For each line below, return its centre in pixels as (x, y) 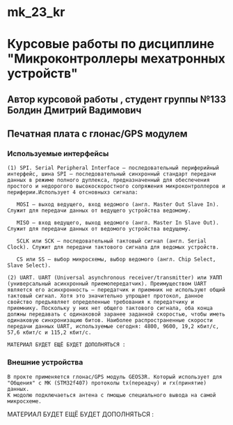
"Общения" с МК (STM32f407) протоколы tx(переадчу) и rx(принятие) (107, 383)
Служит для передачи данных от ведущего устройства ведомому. (99, 211)
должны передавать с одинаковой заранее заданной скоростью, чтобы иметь (116, 314)
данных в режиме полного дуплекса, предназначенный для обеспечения (109, 180)
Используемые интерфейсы (58, 154)
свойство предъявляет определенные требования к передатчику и (101, 302)
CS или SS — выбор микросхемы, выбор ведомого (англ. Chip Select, (116, 260)
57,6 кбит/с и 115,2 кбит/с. (49, 333)
